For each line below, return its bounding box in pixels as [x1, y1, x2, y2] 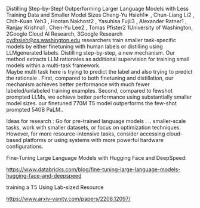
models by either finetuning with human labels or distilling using [6, 43, 163, 50]
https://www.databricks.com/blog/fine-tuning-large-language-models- [6, 166, 181, 173]
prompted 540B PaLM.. [6, 106, 64, 113]
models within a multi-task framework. [6, 62, 101, 69]
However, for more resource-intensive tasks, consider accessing [6, 130, 165, 137]
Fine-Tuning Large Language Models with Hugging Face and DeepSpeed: [6, 155, 187, 161]
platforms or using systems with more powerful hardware [23, 137, 164, 143]
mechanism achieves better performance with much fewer [6, 81, 150, 88]
